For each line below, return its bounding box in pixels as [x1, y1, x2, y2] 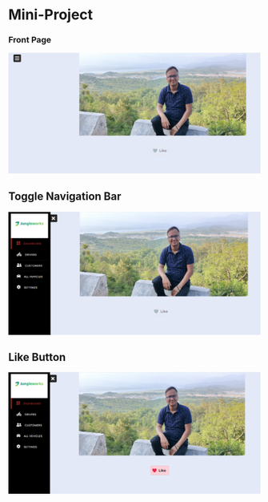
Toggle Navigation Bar [8, 189, 122, 203]
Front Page [8, 34, 52, 46]
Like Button [8, 350, 66, 364]
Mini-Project [8, 6, 94, 24]
